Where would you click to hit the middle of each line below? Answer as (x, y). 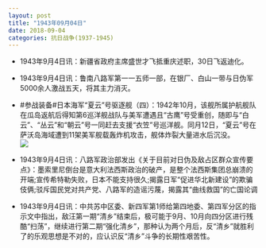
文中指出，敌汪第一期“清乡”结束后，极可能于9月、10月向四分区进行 (137, 216)
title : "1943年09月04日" (48, 23)
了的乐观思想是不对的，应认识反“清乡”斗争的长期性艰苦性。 (117, 236)
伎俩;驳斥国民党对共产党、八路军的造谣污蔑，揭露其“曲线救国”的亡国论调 (139, 190)
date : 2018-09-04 (37, 30)
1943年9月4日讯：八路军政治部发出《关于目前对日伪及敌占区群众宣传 (133, 160)
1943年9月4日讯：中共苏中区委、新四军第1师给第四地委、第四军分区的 (135, 207)
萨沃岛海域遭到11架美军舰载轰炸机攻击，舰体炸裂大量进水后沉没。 (127, 135)
